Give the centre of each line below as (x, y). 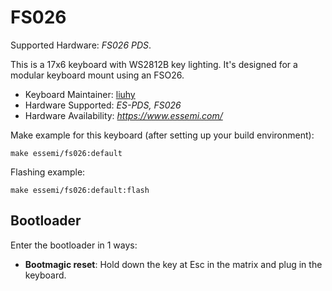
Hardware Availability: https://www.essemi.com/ (123, 115)
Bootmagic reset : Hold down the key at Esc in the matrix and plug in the (173, 264)
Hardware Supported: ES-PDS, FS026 (103, 105)
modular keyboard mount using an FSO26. (97, 75)
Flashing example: (48, 172)
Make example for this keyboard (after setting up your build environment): (162, 135)
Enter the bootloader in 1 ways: (74, 245)
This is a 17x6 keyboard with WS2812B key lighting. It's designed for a (154, 64)
